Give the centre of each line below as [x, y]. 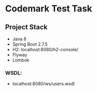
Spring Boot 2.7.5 [30, 44]
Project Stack [27, 27]
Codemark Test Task [49, 9]
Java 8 [19, 39]
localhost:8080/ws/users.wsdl [43, 84]
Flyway [20, 55]
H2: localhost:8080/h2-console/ [45, 49]
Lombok [21, 60]
